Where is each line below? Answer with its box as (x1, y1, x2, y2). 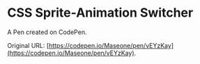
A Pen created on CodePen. (7, 28, 87, 36)
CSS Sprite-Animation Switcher (7, 5, 194, 21)
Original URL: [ (7, 41, 49, 49)
